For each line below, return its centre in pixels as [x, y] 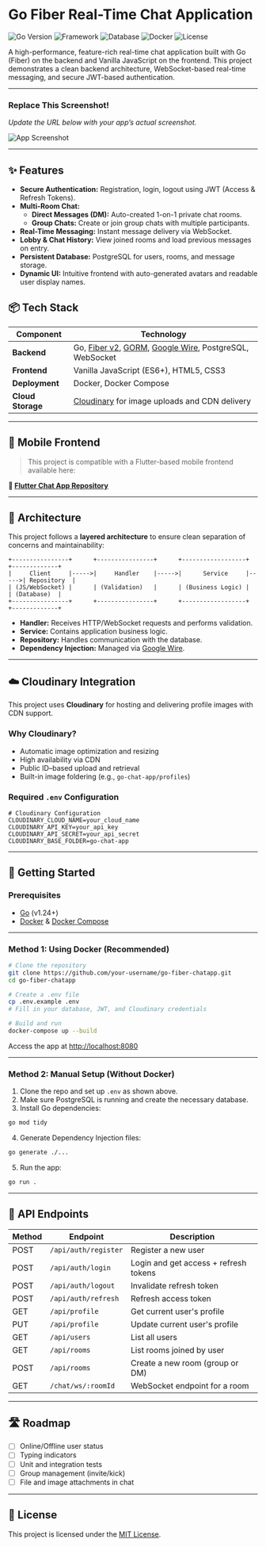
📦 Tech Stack [44, 308]
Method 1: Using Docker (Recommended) [89, 949]
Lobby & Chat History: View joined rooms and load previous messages [135, 240]
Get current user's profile [177, 1312]
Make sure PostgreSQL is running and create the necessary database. [134, 1100]
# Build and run [35, 1024]
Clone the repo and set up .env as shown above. [99, 1091]
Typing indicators [48, 1455]
